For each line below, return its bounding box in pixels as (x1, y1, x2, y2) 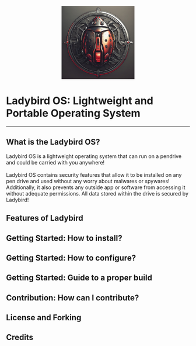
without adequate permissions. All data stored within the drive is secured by (6, 190, 188, 197)
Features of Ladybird (6, 213, 83, 223)
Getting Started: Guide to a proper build (6, 273, 153, 283)
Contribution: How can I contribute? (6, 293, 139, 303)
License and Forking (6, 313, 82, 323)
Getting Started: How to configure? (6, 253, 136, 263)
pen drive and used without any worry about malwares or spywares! (6, 177, 170, 184)
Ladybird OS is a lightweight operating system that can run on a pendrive (6, 152, 182, 160)
